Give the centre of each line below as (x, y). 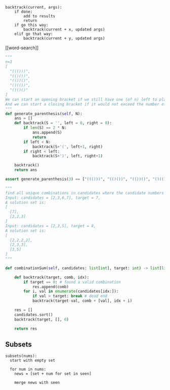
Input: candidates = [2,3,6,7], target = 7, (53, 198)
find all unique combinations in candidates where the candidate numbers (85, 193)
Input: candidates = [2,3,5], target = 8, (51, 226)
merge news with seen (37, 383)
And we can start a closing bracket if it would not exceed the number (82, 104)
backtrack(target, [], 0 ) (42, 320)
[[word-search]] (22, 48)
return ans (26, 170)
